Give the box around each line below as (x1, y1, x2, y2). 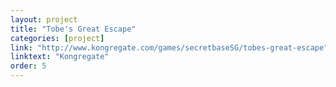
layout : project (10, 14, 78, 25)
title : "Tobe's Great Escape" (10, 24, 137, 34)
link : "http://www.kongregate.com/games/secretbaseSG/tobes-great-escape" (10, 42, 329, 53)
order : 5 (10, 61, 47, 71)
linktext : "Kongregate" (10, 52, 110, 62)
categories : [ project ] (10, 33, 105, 43)
